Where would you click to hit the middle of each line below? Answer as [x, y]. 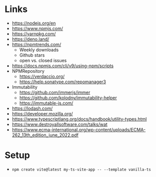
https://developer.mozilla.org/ [42, 113]
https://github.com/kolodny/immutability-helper [68, 98]
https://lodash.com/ [32, 108]
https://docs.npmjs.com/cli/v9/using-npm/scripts [62, 66]
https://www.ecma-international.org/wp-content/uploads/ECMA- [79, 129]
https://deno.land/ [30, 39]
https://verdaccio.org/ [42, 76]
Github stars [32, 55]
